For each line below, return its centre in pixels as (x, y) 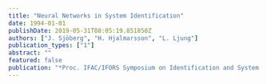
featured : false (35, 61)
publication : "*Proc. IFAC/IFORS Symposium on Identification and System (134, 68)
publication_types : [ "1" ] (51, 46)
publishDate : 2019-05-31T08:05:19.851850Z (80, 30)
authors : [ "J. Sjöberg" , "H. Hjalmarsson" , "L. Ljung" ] (103, 38)
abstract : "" (30, 53)
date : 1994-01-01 (37, 23)
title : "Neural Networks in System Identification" (96, 16)
